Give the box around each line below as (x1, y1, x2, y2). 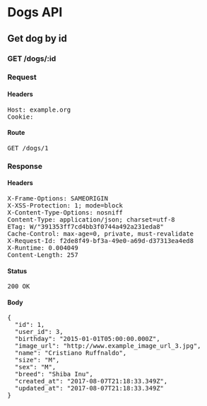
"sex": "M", (14, 363, 57, 371)
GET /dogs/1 (7, 144, 49, 152)
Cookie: (7, 112, 34, 121)
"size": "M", (14, 356, 60, 364)
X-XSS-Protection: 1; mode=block (7, 201, 124, 209)
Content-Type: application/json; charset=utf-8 (7, 215, 175, 223)
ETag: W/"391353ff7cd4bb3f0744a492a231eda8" (7, 222, 165, 230)
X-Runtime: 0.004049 (7, 244, 79, 251)
